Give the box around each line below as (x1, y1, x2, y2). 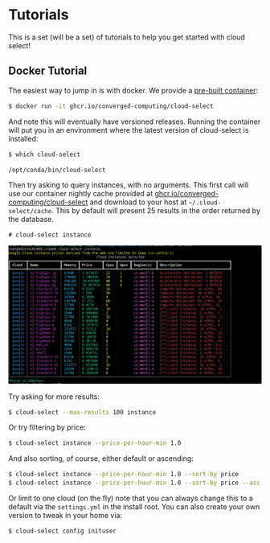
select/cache (8, 207, 52, 215)
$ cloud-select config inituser (8, 527, 117, 536)
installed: (8, 134, 39, 143)
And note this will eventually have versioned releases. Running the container (8, 117, 261, 126)
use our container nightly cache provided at (8, 188, 153, 198)
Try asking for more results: (8, 392, 100, 401)
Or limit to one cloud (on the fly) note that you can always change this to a (8, 493, 253, 504)
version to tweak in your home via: (8, 511, 123, 520)
